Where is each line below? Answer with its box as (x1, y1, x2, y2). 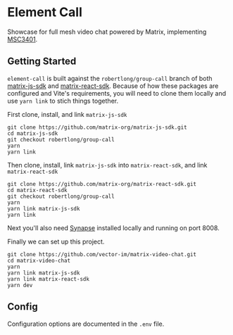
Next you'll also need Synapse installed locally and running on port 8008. (7, 223, 220, 232)
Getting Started (7, 56, 77, 68)
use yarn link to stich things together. (7, 96, 118, 105)
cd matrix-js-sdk (7, 129, 58, 137)
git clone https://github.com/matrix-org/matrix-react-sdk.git (7, 180, 197, 187)
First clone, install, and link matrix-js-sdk (7, 110, 127, 118)
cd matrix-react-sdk (7, 187, 68, 194)
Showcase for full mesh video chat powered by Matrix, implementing (7, 27, 207, 36)
